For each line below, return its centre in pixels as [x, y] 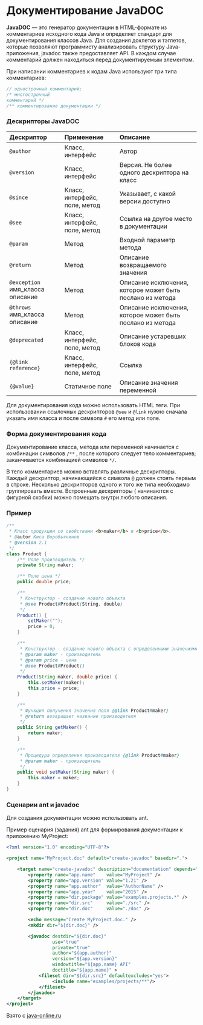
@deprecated [27, 340]
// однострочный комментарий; [44, 89]
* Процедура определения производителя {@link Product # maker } [100, 755]
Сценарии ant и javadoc [43, 805]
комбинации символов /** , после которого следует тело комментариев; [101, 453]
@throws [20, 307]
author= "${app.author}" [82, 953]
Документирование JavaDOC [85, 11]
